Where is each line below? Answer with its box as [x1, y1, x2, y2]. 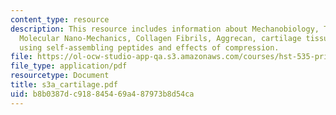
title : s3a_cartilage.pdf [10, 80, 118, 90]
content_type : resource [10, 14, 110, 25]
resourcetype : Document [10, 71, 110, 81]
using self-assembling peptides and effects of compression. [19, 42, 280, 53]
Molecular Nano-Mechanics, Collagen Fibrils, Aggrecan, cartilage [19, 33, 302, 43]
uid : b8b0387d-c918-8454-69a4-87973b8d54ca [10, 89, 195, 99]
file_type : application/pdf [10, 61, 128, 71]
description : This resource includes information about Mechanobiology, [10, 24, 320, 34]
